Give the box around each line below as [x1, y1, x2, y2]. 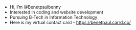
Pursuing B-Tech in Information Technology [9, 15, 98, 20]
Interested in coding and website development [9, 9, 104, 15]
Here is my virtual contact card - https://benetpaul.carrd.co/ [9, 19, 131, 25]
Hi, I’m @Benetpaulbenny [9, 4, 61, 10]
